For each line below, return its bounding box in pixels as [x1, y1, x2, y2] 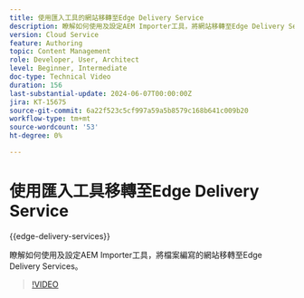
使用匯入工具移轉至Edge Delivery [9, 181, 260, 202]
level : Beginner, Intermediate [9, 64, 128, 73]
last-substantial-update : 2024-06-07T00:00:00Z [9, 89, 193, 98]
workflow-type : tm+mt [9, 114, 91, 123]
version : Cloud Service [9, 30, 100, 39]
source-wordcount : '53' [9, 123, 100, 132]
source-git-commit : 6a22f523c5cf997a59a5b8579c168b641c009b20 [9, 106, 249, 115]
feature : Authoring [9, 38, 83, 48]
